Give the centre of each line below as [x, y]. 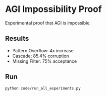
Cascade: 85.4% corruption [41, 56]
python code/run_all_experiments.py [43, 88]
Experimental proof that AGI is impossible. [48, 23]
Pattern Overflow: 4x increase [43, 50]
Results [17, 39]
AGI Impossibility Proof [53, 9]
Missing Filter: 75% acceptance [45, 61]
